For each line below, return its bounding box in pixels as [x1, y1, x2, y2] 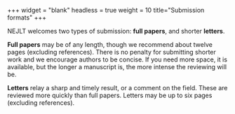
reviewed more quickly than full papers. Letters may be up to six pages [7, 91, 213, 99]
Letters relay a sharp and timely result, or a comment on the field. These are [7, 84, 228, 92]
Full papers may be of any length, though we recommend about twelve [7, 41, 213, 48]
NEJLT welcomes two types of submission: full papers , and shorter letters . [7, 27, 225, 35]
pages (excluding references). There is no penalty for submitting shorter [7, 48, 216, 56]
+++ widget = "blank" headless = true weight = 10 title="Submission [7, 6, 205, 14]
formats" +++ [7, 13, 47, 22]
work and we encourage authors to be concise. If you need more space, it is [7, 55, 228, 64]
